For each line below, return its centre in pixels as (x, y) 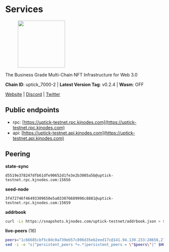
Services (24, 9)
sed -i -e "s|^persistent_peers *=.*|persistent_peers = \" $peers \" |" (81, 245)
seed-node (17, 189)
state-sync (17, 166)
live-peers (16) (21, 231)
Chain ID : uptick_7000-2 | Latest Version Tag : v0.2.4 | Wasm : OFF (75, 85)
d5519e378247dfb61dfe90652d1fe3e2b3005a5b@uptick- (59, 175)
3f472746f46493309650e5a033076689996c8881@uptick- (59, 198)
